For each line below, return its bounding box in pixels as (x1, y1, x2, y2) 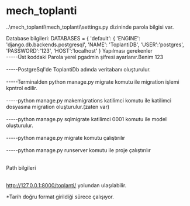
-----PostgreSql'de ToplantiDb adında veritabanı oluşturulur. (6, 66, 151, 73)
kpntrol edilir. (6, 84, 38, 91)
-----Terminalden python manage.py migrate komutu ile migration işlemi (6, 78, 179, 85)
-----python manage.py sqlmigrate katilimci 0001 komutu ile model (6, 115, 167, 122)
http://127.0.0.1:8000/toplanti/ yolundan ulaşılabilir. (6, 181, 127, 188)
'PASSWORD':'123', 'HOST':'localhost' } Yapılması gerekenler (6, 47, 153, 54)
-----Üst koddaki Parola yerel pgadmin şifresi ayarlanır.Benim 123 (6, 53, 164, 60)
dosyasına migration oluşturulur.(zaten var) (6, 103, 110, 110)
